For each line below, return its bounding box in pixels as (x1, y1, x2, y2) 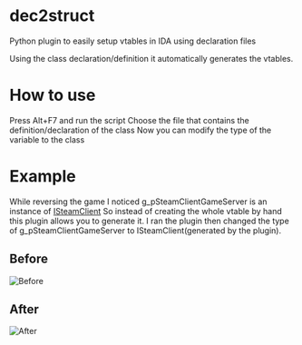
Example (9, 166, 76, 187)
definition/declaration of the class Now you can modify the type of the (9, 124, 272, 135)
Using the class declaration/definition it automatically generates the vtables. (9, 53, 294, 64)
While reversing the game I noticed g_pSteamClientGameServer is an (9, 196, 268, 207)
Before (9, 251, 48, 267)
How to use (9, 85, 96, 105)
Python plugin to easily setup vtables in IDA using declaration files (9, 35, 257, 46)
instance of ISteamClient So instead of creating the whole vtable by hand (9, 205, 283, 216)
